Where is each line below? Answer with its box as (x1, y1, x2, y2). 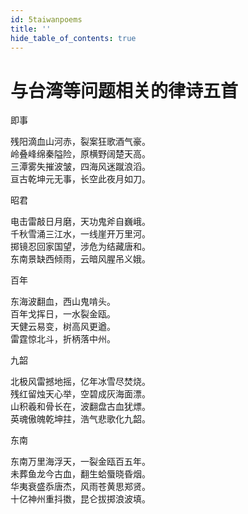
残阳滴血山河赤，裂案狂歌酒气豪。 (10, 136, 151, 148)
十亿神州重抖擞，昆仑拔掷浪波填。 (10, 493, 151, 505)
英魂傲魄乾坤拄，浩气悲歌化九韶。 (10, 413, 151, 425)
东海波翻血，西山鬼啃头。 (10, 296, 116, 308)
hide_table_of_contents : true (10, 33, 137, 43)
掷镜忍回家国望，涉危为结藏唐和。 (10, 241, 151, 253)
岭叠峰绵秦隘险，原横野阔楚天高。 (10, 148, 151, 160)
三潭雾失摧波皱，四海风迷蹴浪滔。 (10, 161, 151, 173)
